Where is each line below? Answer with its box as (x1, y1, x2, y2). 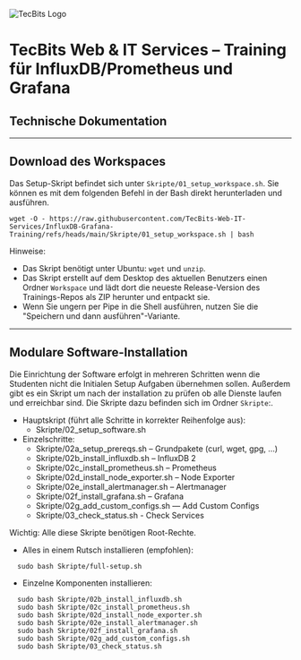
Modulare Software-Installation (9, 345, 188, 360)
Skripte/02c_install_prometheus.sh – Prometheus (35, 462, 217, 473)
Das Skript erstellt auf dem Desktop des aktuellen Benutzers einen (21, 272, 268, 283)
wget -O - (9, 214, 47, 223)
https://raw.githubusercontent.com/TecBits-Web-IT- (48, 214, 246, 223)
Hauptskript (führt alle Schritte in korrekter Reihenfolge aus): (21, 415, 246, 425)
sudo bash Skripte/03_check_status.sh (17, 641, 163, 651)
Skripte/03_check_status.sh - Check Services (35, 510, 204, 520)
